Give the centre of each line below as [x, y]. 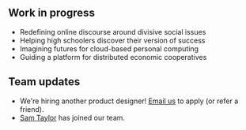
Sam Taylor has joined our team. [72, 117]
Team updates [44, 82]
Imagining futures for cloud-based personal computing [109, 48]
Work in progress [51, 13]
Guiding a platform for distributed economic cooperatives [113, 57]
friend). [32, 109]
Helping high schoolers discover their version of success [112, 40]
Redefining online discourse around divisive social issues [113, 32]
